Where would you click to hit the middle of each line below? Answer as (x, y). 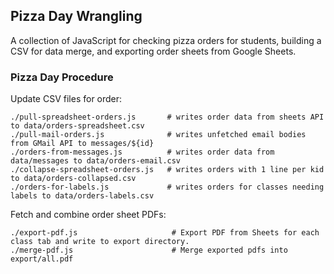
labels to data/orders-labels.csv (82, 196)
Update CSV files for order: (66, 99)
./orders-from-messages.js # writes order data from (142, 152)
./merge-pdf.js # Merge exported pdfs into (149, 250)
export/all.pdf (42, 259)
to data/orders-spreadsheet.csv (77, 126)
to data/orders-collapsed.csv (73, 179)
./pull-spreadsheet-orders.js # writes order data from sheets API (167, 117)
